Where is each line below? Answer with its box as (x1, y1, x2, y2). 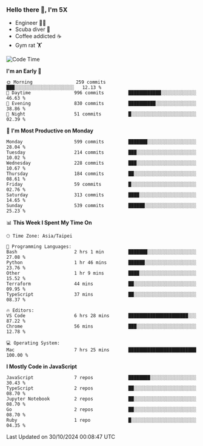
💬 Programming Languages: (6, 244, 72, 250)
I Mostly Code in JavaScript (6, 363, 78, 370)
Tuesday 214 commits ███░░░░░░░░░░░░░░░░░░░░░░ (6, 149, 197, 156)
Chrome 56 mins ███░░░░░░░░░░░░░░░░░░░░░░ (6, 323, 197, 330)
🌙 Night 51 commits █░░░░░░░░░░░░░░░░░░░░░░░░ (6, 111, 197, 117)
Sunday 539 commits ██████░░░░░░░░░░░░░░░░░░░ (6, 203, 197, 209)
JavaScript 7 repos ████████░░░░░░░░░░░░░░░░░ (6, 375, 197, 381)
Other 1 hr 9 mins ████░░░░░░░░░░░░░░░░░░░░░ (6, 270, 197, 276)
